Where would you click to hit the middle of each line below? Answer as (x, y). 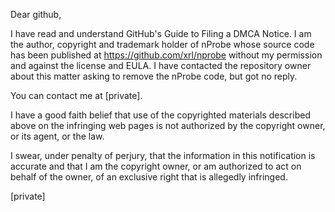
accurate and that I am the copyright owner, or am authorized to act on (156, 166)
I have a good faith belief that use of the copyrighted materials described (160, 115)
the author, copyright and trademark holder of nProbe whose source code (162, 44)
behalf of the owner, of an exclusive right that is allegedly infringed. (149, 177)
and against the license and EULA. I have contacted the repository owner (161, 65)
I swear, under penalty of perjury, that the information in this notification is (163, 155)
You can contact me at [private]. (76, 95)
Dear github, (36, 14)
